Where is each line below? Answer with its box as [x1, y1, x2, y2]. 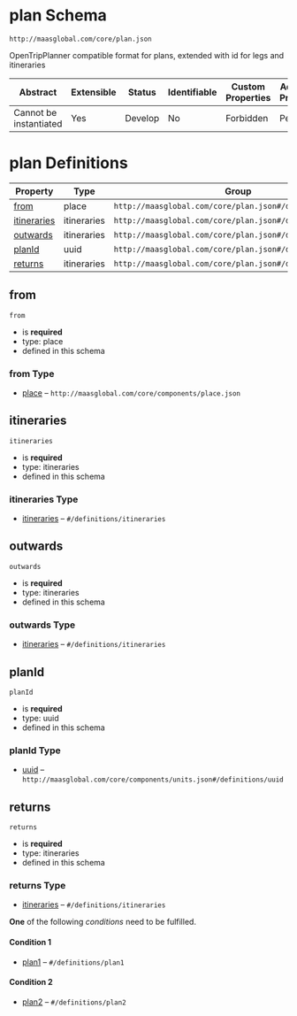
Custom [231, 81, 265, 93]
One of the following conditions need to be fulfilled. [9, 917, 197, 927]
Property [15, 185, 54, 197]
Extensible [70, 86, 117, 98]
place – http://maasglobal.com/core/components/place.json [21, 387, 241, 398]
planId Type [9, 744, 62, 757]
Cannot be [13, 106, 57, 119]
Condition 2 [9, 977, 53, 988]
